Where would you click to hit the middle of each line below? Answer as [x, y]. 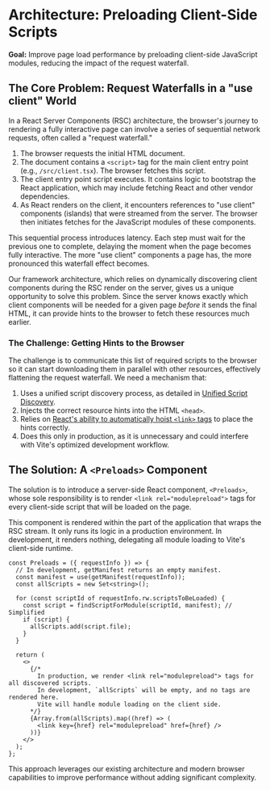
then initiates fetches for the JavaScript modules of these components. [138, 222]
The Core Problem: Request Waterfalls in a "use [131, 88]
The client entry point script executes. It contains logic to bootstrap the [138, 179]
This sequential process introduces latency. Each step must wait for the [127, 237]
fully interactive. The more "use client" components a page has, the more [130, 254]
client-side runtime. [41, 548]
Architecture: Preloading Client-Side [133, 15]
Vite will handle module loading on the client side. [129, 704]
